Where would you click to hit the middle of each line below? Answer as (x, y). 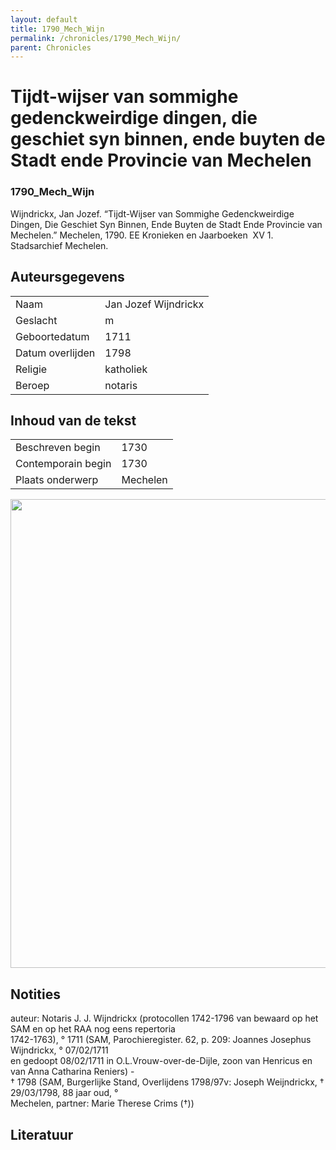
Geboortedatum (52, 336)
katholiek (126, 369)
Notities (35, 994)
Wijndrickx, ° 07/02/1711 (59, 1050)
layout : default (44, 19)
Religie (31, 369)
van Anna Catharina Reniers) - (72, 1072)
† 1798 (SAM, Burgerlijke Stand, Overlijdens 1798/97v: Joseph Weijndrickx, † (167, 1082)
